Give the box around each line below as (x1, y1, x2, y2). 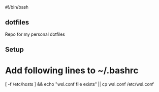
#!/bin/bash (5, 4, 29, 10)
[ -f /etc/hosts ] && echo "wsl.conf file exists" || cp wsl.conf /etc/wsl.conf (5, 81, 154, 87)
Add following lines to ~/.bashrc (5, 65, 139, 76)
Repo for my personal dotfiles (5, 31, 65, 37)
